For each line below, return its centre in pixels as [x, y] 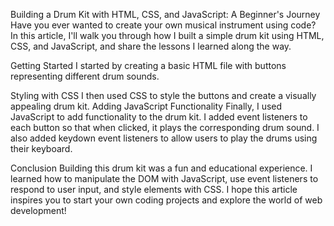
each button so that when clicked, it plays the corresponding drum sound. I [165, 127]
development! [38, 210]
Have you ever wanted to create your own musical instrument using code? [163, 25]
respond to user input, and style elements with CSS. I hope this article [154, 189]
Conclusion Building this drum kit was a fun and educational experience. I [161, 168]
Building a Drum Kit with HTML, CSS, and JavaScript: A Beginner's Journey [165, 14]
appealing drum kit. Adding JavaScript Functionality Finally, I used [146, 106]
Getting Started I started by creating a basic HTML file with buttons [148, 65]
